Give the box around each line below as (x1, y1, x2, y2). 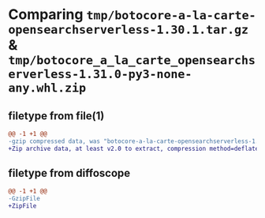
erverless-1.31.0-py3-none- (8, 67, 192, 82)
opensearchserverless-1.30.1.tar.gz (8, 22, 249, 37)
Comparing (8, 6, 84, 24)
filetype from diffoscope (8, 167, 131, 180)
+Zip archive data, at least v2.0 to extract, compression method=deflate (8, 145, 259, 152)
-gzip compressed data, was (8, 137, 101, 145)
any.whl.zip (8, 81, 87, 96)
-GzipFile (8, 195, 41, 203)
